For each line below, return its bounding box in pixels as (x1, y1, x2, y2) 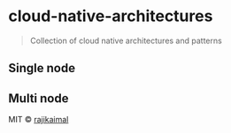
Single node (8, 61, 76, 76)
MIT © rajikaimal (8, 115, 69, 125)
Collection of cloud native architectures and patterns (29, 35, 222, 46)
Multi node (8, 91, 69, 106)
